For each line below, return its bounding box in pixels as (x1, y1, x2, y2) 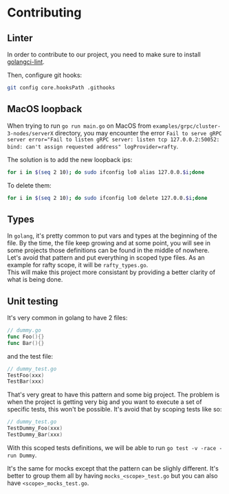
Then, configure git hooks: (7, 71, 83, 79)
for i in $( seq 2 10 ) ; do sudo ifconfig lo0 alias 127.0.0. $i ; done (7, 168, 205, 176)
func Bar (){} (7, 339, 45, 346)
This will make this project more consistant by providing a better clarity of (7, 268, 215, 276)
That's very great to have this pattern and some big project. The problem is (7, 390, 220, 399)
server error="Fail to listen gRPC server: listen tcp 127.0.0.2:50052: (7, 136, 220, 143)
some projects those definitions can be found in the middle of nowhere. (7, 246, 210, 255)
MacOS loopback (7, 103, 83, 115)
